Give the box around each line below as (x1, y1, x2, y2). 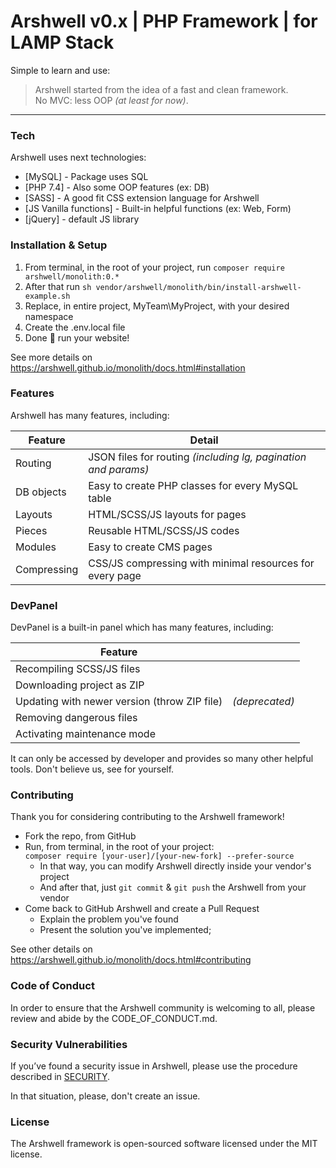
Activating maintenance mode (15, 727, 156, 741)
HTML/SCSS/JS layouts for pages (88, 507, 247, 521)
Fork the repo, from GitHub (24, 830, 137, 842)
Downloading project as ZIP (15, 678, 145, 692)
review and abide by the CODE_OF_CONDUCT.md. (10, 1012, 218, 1024)
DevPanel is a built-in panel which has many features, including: (10, 621, 274, 634)
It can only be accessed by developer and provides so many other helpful (10, 753, 314, 765)
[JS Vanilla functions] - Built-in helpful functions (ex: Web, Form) (24, 203, 292, 215)
